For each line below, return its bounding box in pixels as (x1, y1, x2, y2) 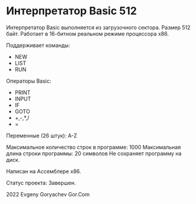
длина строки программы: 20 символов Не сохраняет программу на (6, 150, 182, 157)
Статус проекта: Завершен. (6, 179, 76, 186)
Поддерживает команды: (6, 42, 70, 49)
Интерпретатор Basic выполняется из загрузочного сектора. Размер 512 (6, 24, 191, 31)
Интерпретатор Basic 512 (6, 4, 137, 18)
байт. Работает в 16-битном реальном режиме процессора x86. (6, 30, 169, 37)
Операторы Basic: (6, 77, 52, 84)
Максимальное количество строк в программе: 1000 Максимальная (6, 143, 181, 150)
